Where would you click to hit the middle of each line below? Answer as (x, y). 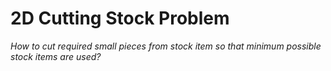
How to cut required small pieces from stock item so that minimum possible (166, 46)
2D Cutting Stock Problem (120, 18)
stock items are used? (56, 56)
